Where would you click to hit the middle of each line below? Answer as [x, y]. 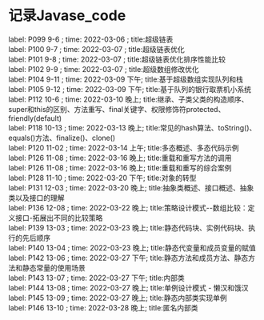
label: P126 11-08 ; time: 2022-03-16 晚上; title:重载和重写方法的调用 [120, 158]
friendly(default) [35, 118]
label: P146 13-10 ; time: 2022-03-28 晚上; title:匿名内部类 [103, 307]
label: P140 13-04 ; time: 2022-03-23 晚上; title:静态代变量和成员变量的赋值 [132, 247]
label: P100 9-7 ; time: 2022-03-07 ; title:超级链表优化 [97, 49]
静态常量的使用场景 [54, 267]
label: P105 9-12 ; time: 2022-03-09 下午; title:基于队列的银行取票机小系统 [130, 89]
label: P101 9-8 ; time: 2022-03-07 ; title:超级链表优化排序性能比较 [117, 59]
